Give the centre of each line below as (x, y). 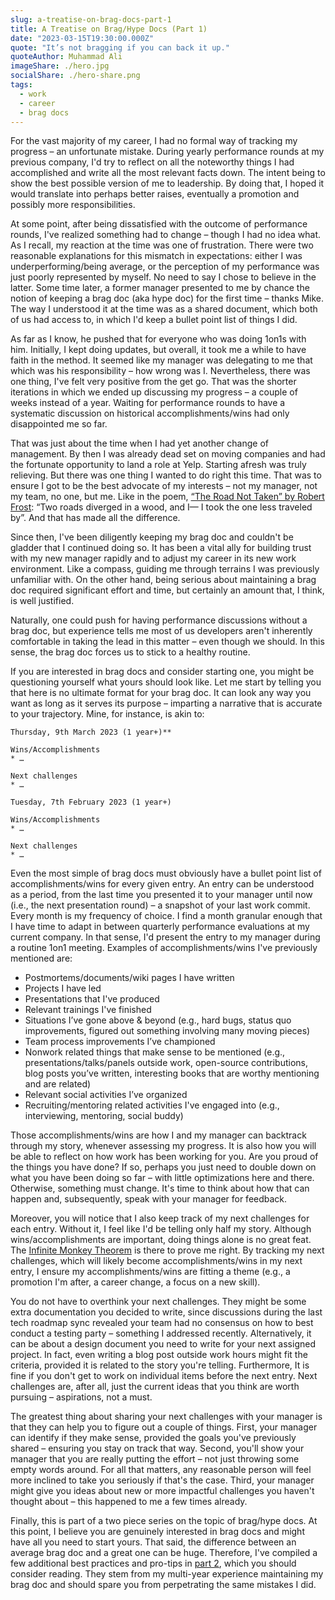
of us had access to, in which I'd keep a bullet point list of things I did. (154, 320)
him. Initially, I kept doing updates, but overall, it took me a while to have (158, 350)
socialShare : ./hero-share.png (75, 76)
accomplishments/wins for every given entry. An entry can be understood (162, 884)
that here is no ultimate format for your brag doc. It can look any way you (161, 693)
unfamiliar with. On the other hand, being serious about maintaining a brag (163, 580)
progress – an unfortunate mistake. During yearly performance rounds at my (167, 152)
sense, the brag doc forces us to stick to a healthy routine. (130, 652)
